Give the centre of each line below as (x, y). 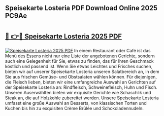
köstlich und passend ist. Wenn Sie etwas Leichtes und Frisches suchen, (79, 66)
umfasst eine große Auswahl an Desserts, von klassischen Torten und (76, 103)
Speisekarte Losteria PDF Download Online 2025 (81, 8)
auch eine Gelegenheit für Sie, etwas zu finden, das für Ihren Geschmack (80, 61)
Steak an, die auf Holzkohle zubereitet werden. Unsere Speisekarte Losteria (82, 98)
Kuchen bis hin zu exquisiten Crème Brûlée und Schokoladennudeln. (74, 108)
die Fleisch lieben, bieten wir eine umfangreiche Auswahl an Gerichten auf (81, 82)
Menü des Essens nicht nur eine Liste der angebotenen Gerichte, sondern (80, 56)
